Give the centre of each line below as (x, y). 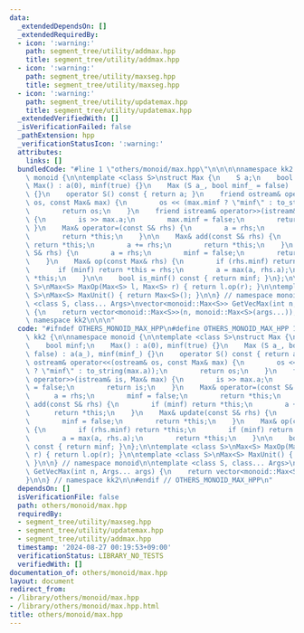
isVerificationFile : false (68, 497)
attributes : (40, 152)
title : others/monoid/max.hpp (66, 615)
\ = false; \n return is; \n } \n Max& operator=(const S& (160, 388)
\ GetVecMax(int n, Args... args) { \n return (119, 472)
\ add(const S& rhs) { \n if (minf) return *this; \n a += (163, 405)
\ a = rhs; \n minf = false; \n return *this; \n (153, 396)
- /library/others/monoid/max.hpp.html (85, 607)
